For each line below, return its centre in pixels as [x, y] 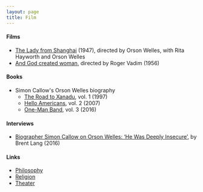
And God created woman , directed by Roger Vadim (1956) [87, 63]
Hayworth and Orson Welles [50, 56]
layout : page [23, 12]
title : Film [21, 18]
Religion [25, 177]
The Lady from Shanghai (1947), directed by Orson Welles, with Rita [100, 50]
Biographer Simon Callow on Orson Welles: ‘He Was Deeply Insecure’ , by [106, 137]
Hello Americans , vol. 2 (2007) [62, 103]
